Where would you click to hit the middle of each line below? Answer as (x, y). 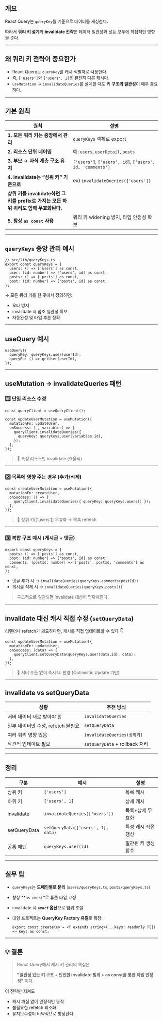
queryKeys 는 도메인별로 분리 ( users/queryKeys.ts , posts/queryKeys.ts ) (81, 887)
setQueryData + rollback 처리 (116, 744)
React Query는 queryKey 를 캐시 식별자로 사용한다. (60, 71)
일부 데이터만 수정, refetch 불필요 (43, 726)
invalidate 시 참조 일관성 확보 (40, 312)
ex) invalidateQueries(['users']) (112, 181)
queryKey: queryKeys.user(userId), (45, 355)
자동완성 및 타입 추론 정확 (36, 318)
